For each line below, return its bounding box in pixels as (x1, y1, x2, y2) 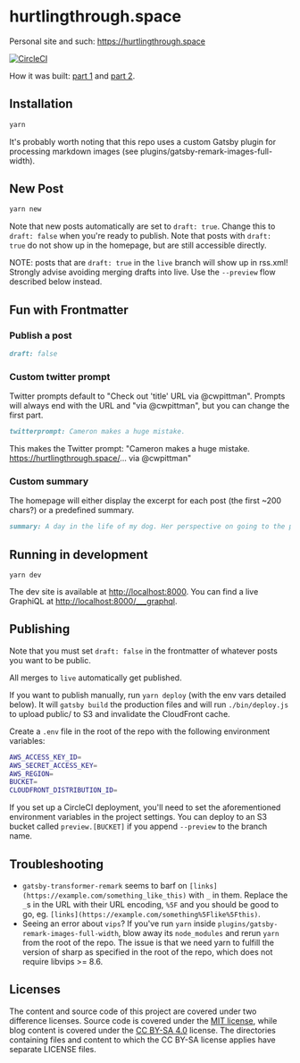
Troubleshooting (9, 856, 104, 872)
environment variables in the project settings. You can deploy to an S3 (9, 812, 268, 823)
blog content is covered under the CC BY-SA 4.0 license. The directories (9, 1025, 277, 1035)
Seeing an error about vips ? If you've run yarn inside (21, 918, 216, 929)
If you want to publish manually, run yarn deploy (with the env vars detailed (9, 689, 287, 700)
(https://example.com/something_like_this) (21, 891, 187, 900)
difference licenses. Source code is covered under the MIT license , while (9, 1015, 278, 1025)
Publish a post (9, 329, 73, 342)
